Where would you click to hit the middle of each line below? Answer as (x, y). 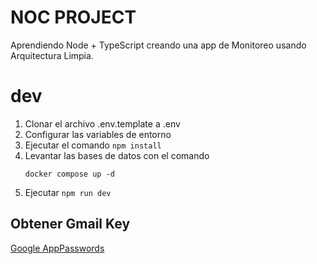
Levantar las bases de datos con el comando (117, 155)
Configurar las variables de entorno (98, 134)
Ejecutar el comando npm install (93, 145)
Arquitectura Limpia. (52, 55)
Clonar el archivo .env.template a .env (102, 123)
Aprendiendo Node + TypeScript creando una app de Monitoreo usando (158, 45)
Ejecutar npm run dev (68, 192)
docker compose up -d (69, 174)
